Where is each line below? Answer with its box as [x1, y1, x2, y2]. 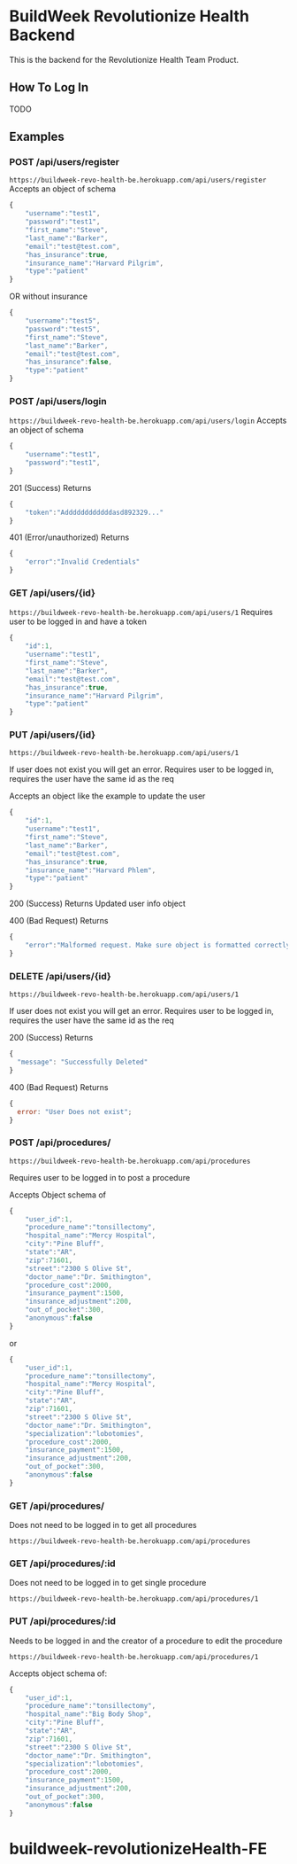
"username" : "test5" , [25, 316, 101, 325]
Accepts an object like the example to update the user [9, 791, 206, 801]
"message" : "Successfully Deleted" [17, 1057, 148, 1066]
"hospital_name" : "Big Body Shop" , [25, 1710, 152, 1719]
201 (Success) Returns [9, 482, 92, 493]
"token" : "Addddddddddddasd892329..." [25, 508, 164, 517]
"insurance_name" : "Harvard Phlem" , [25, 866, 156, 875]
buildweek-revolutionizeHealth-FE [9, 1838, 268, 1859]
